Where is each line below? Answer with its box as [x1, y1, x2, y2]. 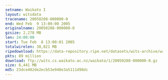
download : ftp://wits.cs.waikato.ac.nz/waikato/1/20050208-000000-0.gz [5, 58, 157, 63]
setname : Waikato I [5, 7, 46, 12]
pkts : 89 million [5, 53, 41, 59]
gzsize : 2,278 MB [5, 30, 41, 35]
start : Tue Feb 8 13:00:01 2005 [5, 40, 75, 45]
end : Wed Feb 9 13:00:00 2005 [5, 21, 70, 26]
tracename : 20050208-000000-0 [5, 16, 68, 21]
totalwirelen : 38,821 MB [5, 44, 57, 49]
